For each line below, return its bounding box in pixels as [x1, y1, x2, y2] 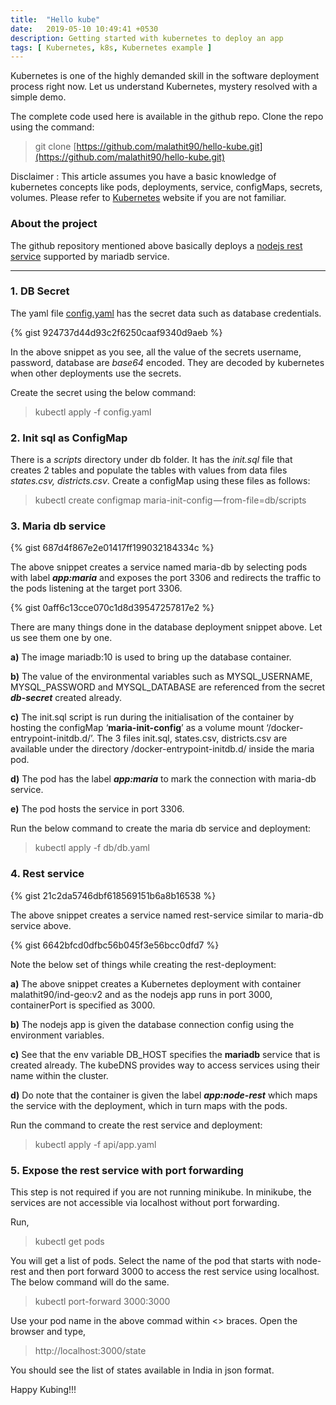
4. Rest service [10, 867, 85, 881]
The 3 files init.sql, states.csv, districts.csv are [96, 732, 288, 745]
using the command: [10, 121, 95, 133]
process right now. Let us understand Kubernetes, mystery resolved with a [10, 81, 318, 93]
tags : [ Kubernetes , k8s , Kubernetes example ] [10, 42, 213, 53]
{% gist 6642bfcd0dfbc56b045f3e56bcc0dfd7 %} [10, 939, 220, 951]
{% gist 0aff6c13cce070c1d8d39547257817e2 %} [10, 602, 215, 614]
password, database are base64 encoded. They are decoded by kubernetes [10, 356, 325, 368]
